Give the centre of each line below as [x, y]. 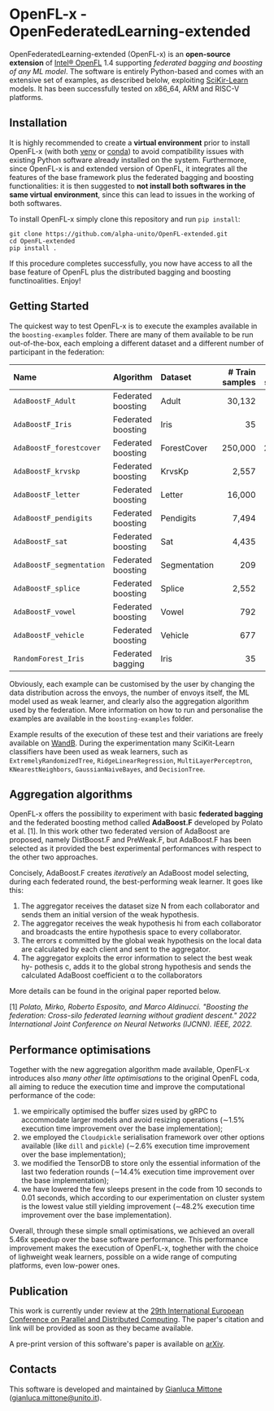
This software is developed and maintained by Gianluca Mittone [116, 1389]
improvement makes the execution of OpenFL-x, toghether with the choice [134, 1248]
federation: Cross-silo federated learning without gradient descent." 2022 [133, 1016]
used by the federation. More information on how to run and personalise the [136, 710]
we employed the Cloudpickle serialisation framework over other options [143, 1137]
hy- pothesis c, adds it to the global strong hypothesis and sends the [136, 967]
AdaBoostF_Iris [43, 424]
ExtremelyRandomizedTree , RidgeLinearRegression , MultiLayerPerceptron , [131, 760]
